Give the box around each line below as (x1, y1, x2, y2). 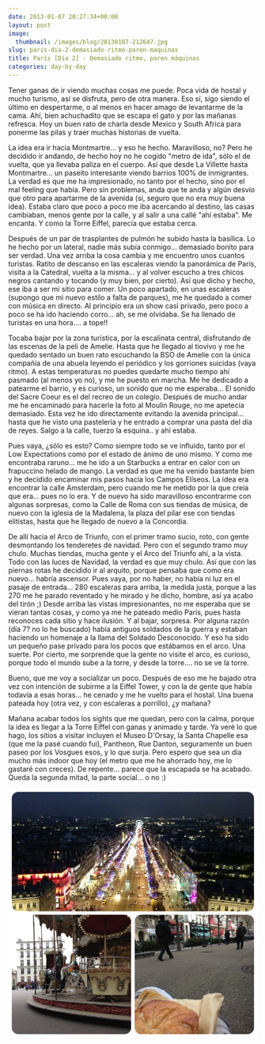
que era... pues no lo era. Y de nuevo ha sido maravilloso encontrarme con (8, 491, 252, 501)
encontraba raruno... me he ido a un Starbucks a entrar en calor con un (8, 457, 240, 467)
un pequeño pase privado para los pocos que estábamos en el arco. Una (8, 641, 246, 650)
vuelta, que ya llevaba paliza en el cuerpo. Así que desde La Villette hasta (8, 159, 248, 169)
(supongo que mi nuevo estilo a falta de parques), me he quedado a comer (8, 293, 252, 302)
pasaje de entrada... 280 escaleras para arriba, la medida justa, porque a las (8, 582, 257, 592)
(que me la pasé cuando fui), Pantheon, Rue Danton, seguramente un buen (8, 739, 252, 748)
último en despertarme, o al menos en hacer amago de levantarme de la (8, 102, 244, 112)
